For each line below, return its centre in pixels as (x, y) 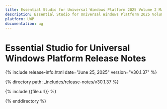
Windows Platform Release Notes (76, 59)
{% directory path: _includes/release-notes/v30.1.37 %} (62, 82)
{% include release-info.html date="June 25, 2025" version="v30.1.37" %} (81, 72)
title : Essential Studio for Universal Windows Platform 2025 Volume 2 (81, 10)
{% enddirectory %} (26, 101)
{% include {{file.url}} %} (31, 92)
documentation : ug (24, 24)
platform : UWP (20, 19)
